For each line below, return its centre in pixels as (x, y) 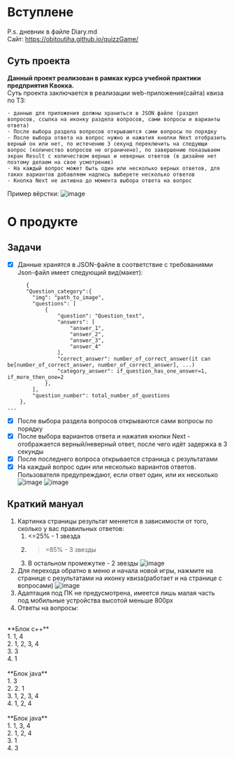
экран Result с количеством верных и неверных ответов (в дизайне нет (112, 156)
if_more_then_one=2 (36, 377)
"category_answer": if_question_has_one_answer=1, (132, 371)
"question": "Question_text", (101, 316)
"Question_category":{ (59, 291)
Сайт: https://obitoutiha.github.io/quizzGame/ (73, 39)
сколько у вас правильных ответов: (71, 528)
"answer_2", (87, 334)
